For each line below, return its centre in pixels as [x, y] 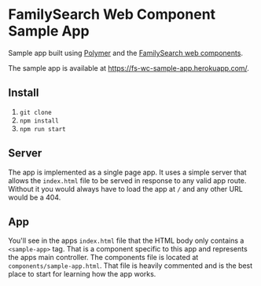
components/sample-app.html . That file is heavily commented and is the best [130, 266]
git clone [36, 112]
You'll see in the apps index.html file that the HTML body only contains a [126, 240]
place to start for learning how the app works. [82, 274]
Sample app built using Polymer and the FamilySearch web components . [126, 53]
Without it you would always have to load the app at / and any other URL [126, 189]
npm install [39, 121]
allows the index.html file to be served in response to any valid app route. [127, 180]
